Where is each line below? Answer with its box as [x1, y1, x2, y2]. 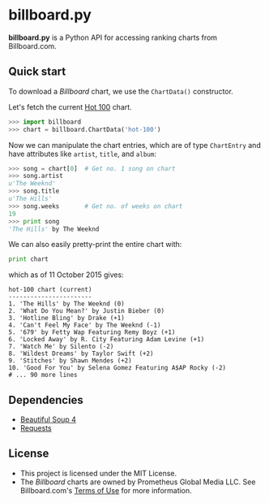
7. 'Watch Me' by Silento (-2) [8, 343, 114, 351]
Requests [19, 423, 52, 433]
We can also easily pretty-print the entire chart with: [8, 240, 182, 249]
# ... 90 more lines [8, 371, 79, 379]
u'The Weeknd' [8, 180, 57, 188]
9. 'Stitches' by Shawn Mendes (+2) [8, 357, 132, 365]
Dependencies [8, 392, 83, 407]
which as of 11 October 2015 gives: [8, 270, 124, 280]
